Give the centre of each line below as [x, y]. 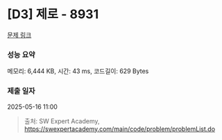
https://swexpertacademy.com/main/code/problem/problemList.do [120, 129]
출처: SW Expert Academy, [62, 121]
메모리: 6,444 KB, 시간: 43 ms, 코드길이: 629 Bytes [78, 71]
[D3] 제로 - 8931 [53, 14]
